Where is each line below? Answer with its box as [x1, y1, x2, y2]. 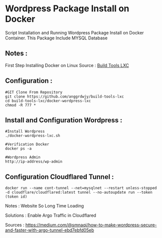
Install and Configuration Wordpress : [5, 116, 123, 124]
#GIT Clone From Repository [5, 90, 63, 95]
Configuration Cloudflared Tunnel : [5, 172, 114, 181]
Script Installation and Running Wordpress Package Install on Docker [5, 30, 144, 35]
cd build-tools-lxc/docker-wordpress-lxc [5, 98, 91, 103]
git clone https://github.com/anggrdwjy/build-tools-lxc [5, 94, 124, 99]
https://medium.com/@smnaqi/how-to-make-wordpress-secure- [25, 222, 157, 228]
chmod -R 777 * [5, 102, 36, 107]
